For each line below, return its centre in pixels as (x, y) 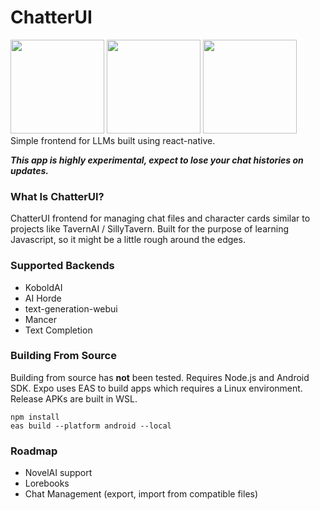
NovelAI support (58, 473)
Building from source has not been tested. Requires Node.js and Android (160, 377)
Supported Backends (62, 266)
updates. (29, 170)
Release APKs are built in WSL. (74, 398)
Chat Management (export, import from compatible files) (141, 494)
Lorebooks (47, 483)
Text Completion (58, 330)
